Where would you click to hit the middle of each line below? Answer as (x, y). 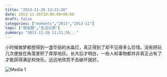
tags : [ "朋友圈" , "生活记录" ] (33, 28)
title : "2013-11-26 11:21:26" (37, 10)
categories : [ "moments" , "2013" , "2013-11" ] (50, 23)
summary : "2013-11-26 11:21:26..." (42, 33)
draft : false (19, 19)
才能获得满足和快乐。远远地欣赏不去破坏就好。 (53, 59)
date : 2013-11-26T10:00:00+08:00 (40, 14)
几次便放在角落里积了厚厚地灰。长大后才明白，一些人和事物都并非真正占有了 (83, 53)
